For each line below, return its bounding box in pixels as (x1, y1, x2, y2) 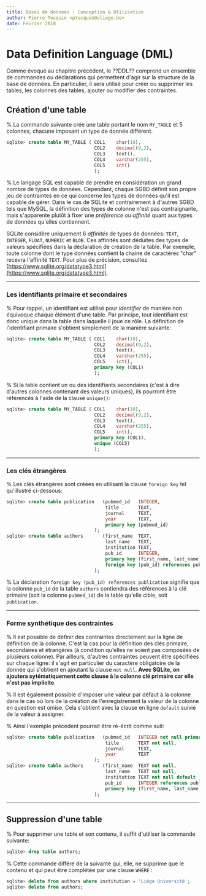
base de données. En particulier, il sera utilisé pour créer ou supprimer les (6, 81, 193, 88)
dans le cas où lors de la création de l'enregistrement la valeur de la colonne (6, 697, 199, 704)
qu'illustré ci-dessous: (6, 487, 63, 495)
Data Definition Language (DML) (6, 47, 174, 61)
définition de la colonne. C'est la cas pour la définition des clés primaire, (6, 640, 189, 647)
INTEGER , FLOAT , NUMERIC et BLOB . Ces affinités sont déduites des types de (6, 237, 189, 244)
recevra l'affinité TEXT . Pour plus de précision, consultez (6, 256, 148, 264)
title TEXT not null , (105, 740, 177, 746)
